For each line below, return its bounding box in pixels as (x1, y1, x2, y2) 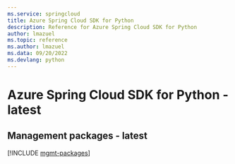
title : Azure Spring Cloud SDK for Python (7, 17, 134, 24)
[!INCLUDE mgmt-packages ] (7, 148, 90, 157)
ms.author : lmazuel (7, 43, 65, 50)
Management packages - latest (7, 130, 148, 142)
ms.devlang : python (7, 57, 65, 64)
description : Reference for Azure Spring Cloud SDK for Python (7, 23, 198, 30)
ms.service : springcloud (7, 10, 80, 18)
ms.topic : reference (7, 37, 68, 44)
